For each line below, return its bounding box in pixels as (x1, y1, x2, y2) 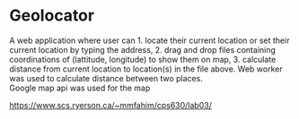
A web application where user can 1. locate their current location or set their (9, 35, 290, 46)
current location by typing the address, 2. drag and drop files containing (9, 44, 277, 55)
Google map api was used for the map (9, 82, 151, 93)
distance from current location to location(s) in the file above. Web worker (9, 64, 283, 74)
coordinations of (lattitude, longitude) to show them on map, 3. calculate (9, 54, 277, 64)
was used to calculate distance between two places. (9, 72, 204, 83)
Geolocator (9, 5, 95, 26)
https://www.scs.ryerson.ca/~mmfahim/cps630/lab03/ (9, 99, 213, 110)
